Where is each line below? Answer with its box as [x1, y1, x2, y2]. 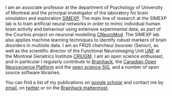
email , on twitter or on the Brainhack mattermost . [5, 85, 109, 91]
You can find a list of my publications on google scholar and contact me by [5, 79, 164, 85]
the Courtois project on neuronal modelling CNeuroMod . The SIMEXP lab [5, 32, 160, 37]
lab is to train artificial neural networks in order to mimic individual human [5, 20, 161, 27]
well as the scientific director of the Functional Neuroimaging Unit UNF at [5, 48, 160, 54]
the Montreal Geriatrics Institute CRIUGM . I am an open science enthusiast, [5, 53, 164, 59]
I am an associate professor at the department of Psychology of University [5, 5, 163, 10]
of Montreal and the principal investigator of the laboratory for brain [5, 10, 149, 16]
